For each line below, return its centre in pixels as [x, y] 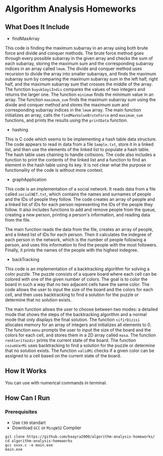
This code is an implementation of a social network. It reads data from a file [81, 189]
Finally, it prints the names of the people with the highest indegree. [72, 250]
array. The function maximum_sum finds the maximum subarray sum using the [81, 100]
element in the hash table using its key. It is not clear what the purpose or [78, 165]
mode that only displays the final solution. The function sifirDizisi [73, 320]
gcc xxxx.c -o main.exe [29, 445]
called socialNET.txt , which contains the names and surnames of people [78, 194]
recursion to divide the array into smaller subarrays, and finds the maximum [81, 74]
